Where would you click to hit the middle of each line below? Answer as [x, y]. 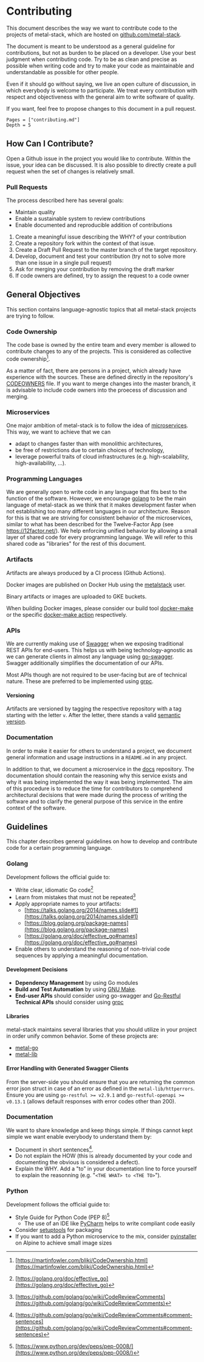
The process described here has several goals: [65, 200]
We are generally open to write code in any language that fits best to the [97, 492]
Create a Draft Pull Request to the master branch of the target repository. [106, 250]
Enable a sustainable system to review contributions [80, 219]
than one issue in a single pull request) [63, 263]
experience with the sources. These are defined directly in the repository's [100, 377]
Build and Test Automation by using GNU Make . [76, 989]
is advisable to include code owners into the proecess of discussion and [97, 390]
